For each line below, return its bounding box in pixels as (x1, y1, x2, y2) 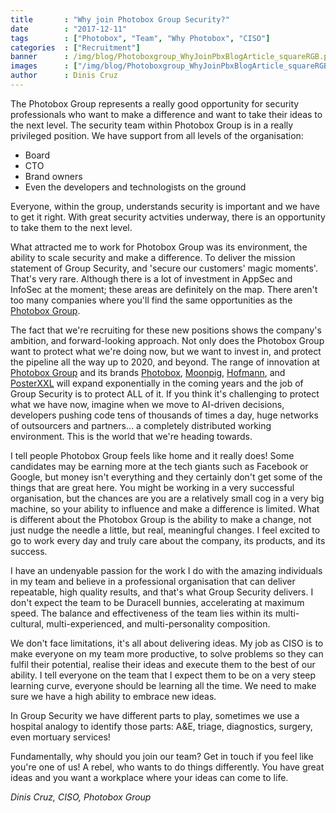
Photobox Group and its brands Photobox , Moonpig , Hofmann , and (10, 366, 286, 378)
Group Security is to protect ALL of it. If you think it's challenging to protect (10, 387, 320, 400)
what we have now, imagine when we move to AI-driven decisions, (10, 398, 285, 410)
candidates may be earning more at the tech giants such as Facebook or (10, 460, 309, 472)
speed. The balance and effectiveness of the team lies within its (10, 607, 273, 619)
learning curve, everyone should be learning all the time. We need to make (10, 679, 317, 691)
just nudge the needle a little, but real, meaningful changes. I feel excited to (10, 524, 321, 536)
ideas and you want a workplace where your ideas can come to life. (10, 771, 289, 783)
